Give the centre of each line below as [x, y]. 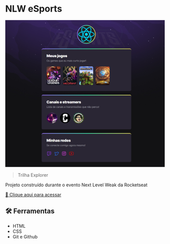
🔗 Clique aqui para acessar [33, 195]
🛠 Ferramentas [30, 211]
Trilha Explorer [33, 175]
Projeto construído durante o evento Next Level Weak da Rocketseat [76, 185]
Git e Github [25, 236]
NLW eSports [34, 9]
